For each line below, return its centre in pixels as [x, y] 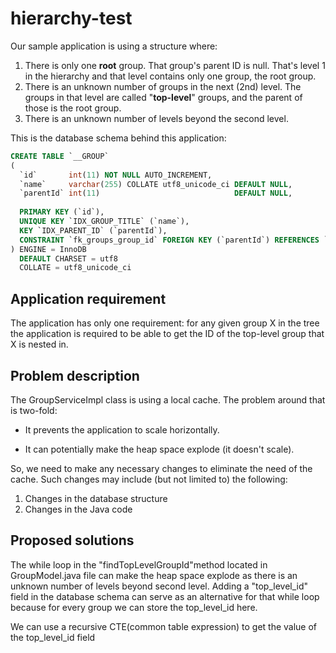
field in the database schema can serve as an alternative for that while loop [165, 596]
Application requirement [88, 298]
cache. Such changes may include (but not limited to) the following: [149, 479]
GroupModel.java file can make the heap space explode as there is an [154, 575]
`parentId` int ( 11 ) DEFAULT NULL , [156, 193]
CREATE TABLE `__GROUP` [60, 156]
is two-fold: [34, 410]
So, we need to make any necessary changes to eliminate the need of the [161, 468]
